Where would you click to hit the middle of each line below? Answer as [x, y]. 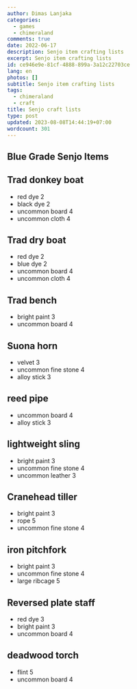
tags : [15, 90]
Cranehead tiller [42, 497]
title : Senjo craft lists [44, 109]
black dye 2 [34, 204]
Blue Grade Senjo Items [58, 157]
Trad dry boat [37, 240]
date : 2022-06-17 [32, 45]
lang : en [20, 71]
